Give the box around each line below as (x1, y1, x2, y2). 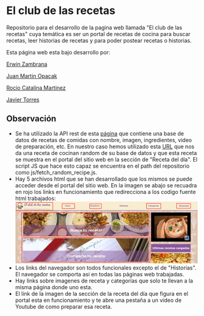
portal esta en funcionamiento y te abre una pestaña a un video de (15, 296, 182, 304)
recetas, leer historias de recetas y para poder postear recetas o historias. (6, 37, 192, 44)
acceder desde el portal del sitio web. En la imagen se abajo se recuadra (15, 181, 197, 189)
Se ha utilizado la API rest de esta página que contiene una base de (15, 129, 184, 137)
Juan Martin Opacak (6, 72, 58, 79)
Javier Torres (6, 96, 39, 103)
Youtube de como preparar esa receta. (15, 303, 112, 310)
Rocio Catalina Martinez (6, 84, 66, 92)
